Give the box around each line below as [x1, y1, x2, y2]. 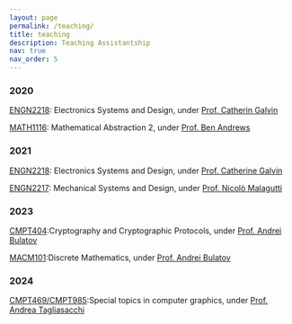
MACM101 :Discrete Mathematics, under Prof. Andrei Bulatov [9, 252, 231, 263]
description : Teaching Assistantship [9, 38, 151, 48]
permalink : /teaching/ [9, 22, 94, 31]
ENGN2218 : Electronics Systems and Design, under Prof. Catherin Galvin [9, 105, 279, 116]
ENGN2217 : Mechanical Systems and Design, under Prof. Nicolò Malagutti [9, 182, 283, 193]
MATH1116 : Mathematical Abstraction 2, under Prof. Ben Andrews [9, 122, 251, 133]
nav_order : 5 [9, 55, 58, 64]
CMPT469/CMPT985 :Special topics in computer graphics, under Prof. [9, 295, 268, 306]
